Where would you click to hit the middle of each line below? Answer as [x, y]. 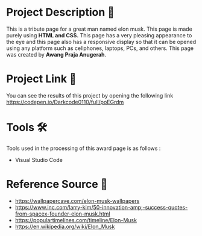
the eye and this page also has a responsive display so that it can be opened [101, 42]
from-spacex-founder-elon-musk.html [62, 214]
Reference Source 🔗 [57, 184]
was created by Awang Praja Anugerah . [56, 54]
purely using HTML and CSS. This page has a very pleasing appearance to [99, 35]
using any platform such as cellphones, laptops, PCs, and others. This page [100, 48]
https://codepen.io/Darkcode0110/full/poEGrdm [65, 102]
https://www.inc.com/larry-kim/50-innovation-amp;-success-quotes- [101, 207]
